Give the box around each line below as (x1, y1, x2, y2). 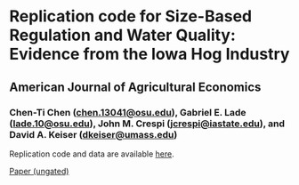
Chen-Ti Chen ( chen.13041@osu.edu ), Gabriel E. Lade (9, 106, 246, 118)
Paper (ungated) (9, 165, 69, 176)
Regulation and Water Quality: (9, 25, 236, 45)
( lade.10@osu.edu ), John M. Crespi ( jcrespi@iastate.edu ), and (9, 117, 285, 130)
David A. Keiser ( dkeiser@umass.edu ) (9, 128, 178, 141)
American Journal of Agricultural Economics (9, 79, 262, 94)
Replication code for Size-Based (9, 6, 252, 27)
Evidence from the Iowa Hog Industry (9, 44, 290, 64)
